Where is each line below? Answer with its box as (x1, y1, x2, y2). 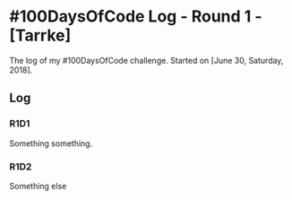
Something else (9, 180, 67, 191)
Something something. (9, 137, 93, 149)
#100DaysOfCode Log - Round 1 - (9, 6, 262, 27)
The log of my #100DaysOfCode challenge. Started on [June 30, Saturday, (9, 55, 284, 65)
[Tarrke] (9, 25, 72, 46)
